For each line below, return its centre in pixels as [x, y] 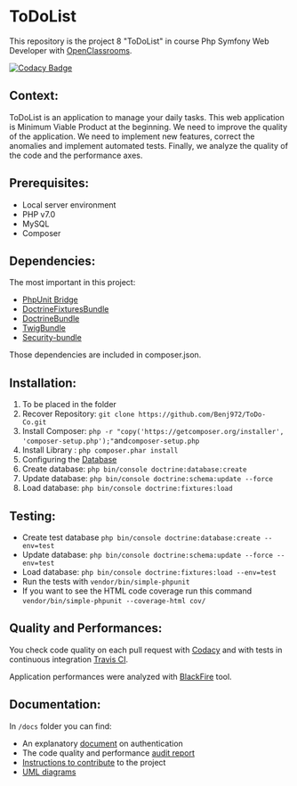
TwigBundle [44, 328]
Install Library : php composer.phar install [100, 450]
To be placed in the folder [69, 405]
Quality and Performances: [86, 629]
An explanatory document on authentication [103, 743]
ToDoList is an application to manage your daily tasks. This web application [147, 117]
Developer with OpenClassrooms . [71, 50]
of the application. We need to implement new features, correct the [132, 136]
